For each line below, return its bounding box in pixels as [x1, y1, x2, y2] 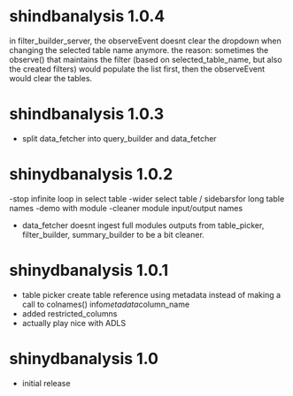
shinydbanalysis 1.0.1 [9, 261, 169, 280]
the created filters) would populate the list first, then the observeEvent [9, 64, 266, 74]
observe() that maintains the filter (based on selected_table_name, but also [9, 54, 282, 65]
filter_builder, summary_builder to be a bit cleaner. [21, 229, 205, 240]
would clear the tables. [9, 72, 93, 83]
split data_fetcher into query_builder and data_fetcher [21, 133, 217, 143]
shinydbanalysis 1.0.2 [9, 164, 173, 185]
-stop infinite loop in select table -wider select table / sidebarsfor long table [9, 193, 285, 204]
